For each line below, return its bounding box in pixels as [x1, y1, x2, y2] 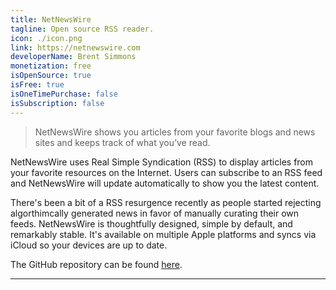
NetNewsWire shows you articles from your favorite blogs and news [34, 126, 316, 138]
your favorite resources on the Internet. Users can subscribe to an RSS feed [10, 166, 323, 178]
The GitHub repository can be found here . [10, 258, 183, 270]
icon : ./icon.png [10, 33, 83, 43]
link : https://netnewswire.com [10, 42, 141, 53]
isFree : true [10, 80, 65, 90]
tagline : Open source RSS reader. [10, 24, 155, 34]
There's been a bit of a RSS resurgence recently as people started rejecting [10, 196, 322, 208]
